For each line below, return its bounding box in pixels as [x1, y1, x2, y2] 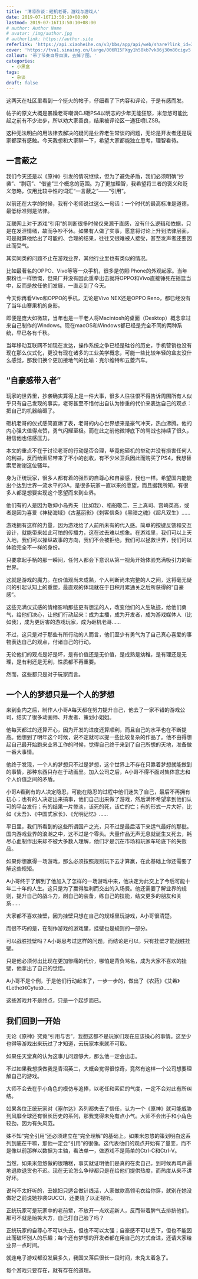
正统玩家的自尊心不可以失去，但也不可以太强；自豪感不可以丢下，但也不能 [6, 1227, 187, 1234]
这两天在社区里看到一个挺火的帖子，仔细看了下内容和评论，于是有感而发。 [6, 97, 187, 104]
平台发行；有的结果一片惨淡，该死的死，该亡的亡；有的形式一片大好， [16, 803, 187, 810]
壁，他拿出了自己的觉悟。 [6, 965, 68, 972]
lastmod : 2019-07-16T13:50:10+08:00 [6, 19, 96, 25]
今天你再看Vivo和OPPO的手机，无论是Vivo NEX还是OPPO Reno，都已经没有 [6, 294, 191, 301]
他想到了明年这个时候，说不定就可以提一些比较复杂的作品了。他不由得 [16, 734, 187, 741]
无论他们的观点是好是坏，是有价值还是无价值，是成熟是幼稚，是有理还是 [6, 650, 181, 658]
